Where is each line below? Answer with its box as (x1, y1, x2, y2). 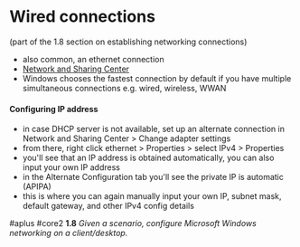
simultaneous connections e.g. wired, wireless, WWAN (22, 82, 227, 93)
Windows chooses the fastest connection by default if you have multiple (22, 72, 292, 83)
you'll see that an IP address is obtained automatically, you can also (22, 152, 275, 164)
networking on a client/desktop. (9, 228, 128, 239)
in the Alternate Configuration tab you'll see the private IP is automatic (22, 172, 285, 183)
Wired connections (9, 6, 156, 27)
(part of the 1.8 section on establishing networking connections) (9, 36, 248, 47)
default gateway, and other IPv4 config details (22, 201, 194, 212)
